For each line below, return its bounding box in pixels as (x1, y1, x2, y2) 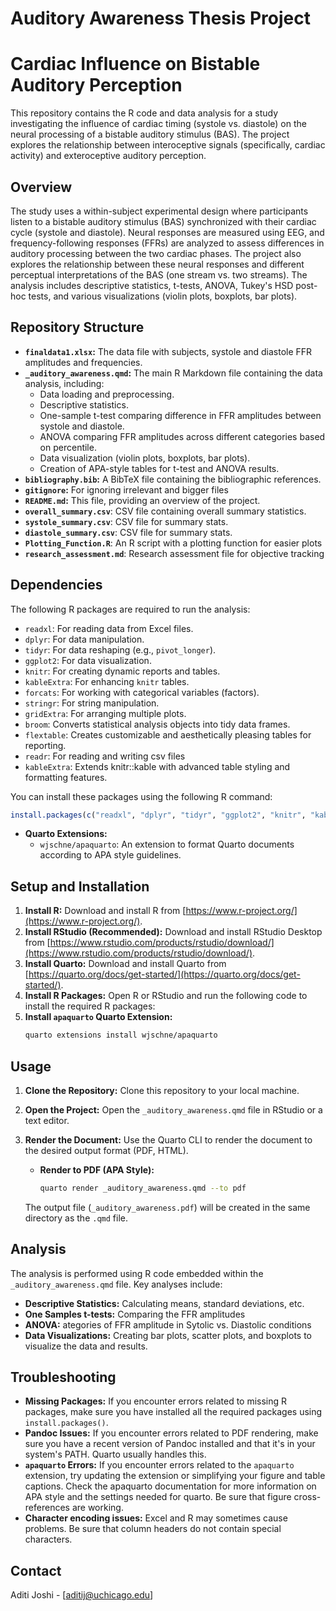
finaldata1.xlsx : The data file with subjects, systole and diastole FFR (24, 345, 313, 357)
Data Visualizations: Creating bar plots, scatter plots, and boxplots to (24, 1329, 312, 1341)
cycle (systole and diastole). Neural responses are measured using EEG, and (10, 226, 325, 238)
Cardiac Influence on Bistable (10, 53, 261, 76)
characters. (24, 1533, 73, 1546)
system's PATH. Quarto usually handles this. (24, 1448, 207, 1461)
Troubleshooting (10, 1369, 117, 1386)
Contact (10, 1562, 62, 1579)
